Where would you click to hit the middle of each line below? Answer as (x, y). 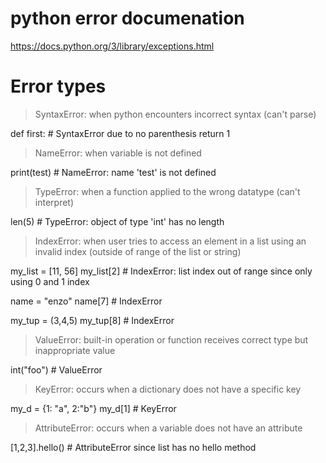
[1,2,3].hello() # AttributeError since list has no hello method (133, 447)
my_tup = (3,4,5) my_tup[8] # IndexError (92, 320)
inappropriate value (75, 350)
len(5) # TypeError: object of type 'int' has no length (117, 221)
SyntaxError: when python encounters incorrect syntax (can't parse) (175, 114)
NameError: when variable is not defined (118, 153)
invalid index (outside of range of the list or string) (138, 251)
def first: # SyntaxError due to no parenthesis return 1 (120, 133)
